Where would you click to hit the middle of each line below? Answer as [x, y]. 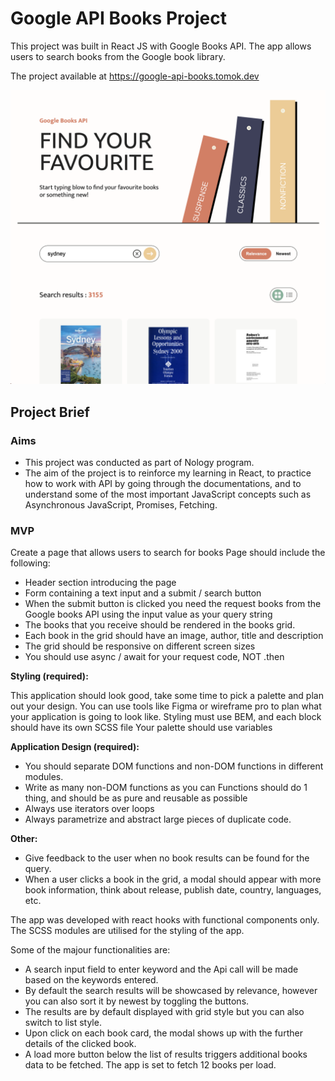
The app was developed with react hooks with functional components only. [165, 920]
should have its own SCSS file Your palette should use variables [141, 728]
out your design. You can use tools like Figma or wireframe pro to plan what [166, 706]
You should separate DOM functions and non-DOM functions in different [174, 766]
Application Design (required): [75, 747]
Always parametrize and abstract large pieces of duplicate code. [158, 819]
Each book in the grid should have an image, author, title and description [174, 636]
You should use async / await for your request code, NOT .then [154, 657]
